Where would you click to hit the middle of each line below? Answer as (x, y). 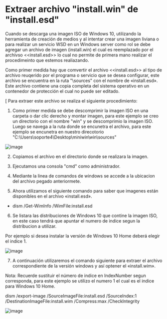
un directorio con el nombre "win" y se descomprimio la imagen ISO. (83, 121)
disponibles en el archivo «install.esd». (52, 196)
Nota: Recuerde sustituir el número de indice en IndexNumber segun (76, 275)
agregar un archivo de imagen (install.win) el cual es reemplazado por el (79, 49)
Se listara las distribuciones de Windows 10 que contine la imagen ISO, (85, 215)
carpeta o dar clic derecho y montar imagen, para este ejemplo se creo (85, 115)
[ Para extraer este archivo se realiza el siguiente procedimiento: (71, 100)
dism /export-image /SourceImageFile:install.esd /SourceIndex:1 (71, 295)
